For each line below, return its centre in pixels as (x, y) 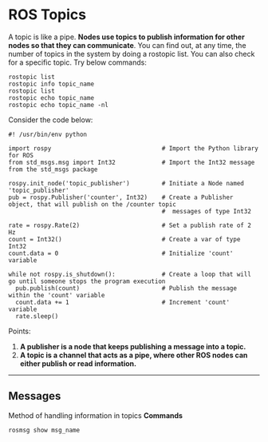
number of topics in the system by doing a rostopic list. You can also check (132, 54)
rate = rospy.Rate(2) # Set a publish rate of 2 (130, 225)
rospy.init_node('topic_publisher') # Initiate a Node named (126, 183)
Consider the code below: (51, 119)
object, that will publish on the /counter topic (93, 204)
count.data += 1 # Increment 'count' (122, 302)
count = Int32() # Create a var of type (124, 239)
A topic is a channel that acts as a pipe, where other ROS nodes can (134, 355)
